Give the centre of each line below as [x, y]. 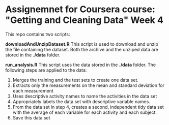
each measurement [33, 90]
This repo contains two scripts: [38, 34]
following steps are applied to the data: [46, 70]
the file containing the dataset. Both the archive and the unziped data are [82, 49]
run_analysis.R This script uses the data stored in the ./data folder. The [81, 65]
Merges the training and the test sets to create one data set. [75, 80]
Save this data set [31, 117]
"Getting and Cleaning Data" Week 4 [84, 20]
